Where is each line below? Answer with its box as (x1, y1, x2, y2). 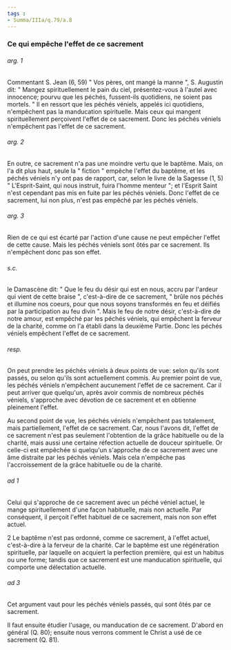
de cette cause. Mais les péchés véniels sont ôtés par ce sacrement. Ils (7, 241, 210, 249)
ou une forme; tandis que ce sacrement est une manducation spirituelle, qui (7, 555, 223, 564)
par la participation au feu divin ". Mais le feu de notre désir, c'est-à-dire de (7, 307, 221, 315)
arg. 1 (7, 57, 23, 65)
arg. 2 (7, 138, 24, 146)
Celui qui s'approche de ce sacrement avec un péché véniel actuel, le (7, 498, 205, 506)
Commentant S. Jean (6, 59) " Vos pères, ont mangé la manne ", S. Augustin (7, 77, 223, 86)
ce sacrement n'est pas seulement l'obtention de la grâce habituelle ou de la (7, 431, 224, 440)
